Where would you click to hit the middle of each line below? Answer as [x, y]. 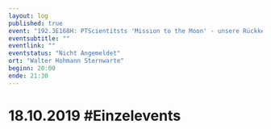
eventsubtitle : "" [39, 38]
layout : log [28, 16]
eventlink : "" [32, 46]
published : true [35, 23]
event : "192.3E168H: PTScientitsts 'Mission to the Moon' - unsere [124, 31]
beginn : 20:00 [32, 69]
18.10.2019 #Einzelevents [95, 116]
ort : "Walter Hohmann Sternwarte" [67, 61]
